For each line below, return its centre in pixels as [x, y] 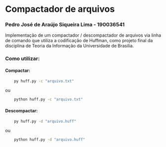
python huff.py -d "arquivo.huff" [50, 140]
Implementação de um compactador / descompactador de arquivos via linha [83, 35]
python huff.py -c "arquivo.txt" [49, 99]
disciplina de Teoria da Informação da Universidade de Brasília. [70, 46]
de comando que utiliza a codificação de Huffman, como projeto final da [79, 41]
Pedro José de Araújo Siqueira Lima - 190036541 [65, 25]
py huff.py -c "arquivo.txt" [44, 81]
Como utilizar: [23, 59]
